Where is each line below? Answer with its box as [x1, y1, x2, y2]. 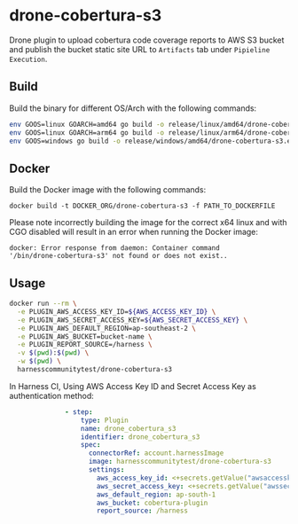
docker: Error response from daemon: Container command [9, 244, 220, 253]
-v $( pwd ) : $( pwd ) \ [17, 348, 90, 357]
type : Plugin [80, 416, 129, 425]
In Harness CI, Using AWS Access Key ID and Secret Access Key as [9, 380, 257, 391]
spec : [80, 441, 101, 450]
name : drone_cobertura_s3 [80, 424, 176, 433]
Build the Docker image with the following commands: [9, 184, 207, 195]
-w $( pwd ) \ [17, 356, 62, 366]
